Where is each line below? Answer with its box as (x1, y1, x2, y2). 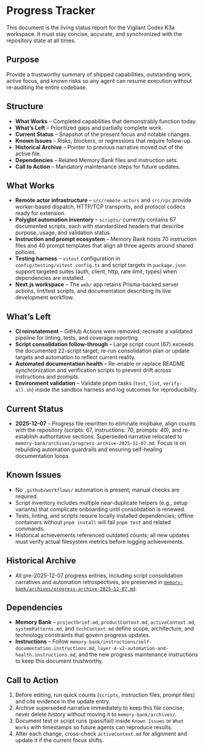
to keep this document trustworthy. (15, 657, 104, 665)
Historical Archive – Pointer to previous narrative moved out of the (15, 143, 183, 151)
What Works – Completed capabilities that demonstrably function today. (15, 117, 197, 125)
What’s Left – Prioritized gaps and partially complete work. (15, 124, 163, 131)
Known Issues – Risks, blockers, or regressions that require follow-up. (15, 137, 192, 144)
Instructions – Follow (15, 638, 69, 645)
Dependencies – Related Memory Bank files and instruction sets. (15, 156, 178, 163)
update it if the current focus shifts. (15, 737, 104, 744)
